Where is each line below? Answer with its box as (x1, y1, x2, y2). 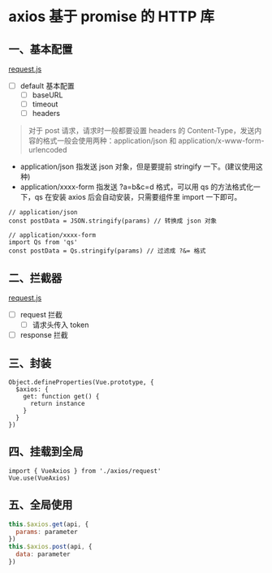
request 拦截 (19, 310, 63, 320)
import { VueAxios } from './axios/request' (8, 467, 162, 475)
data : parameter (15, 550, 71, 558)
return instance (29, 399, 85, 408)
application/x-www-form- (178, 136, 265, 146)
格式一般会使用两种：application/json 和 (42, 136, 177, 146)
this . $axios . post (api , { (8, 543, 93, 551)
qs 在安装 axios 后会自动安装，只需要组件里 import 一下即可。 (34, 192, 242, 202)
